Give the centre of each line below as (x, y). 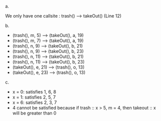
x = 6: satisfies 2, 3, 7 (34, 102)
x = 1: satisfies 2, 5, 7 (34, 97)
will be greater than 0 (34, 113)
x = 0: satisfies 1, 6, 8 (34, 92)
